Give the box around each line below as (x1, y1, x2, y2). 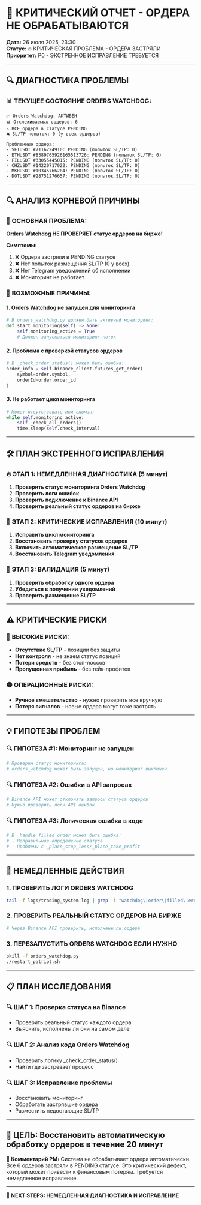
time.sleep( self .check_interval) (17, 426, 100, 432)
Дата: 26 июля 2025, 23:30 (6, 38, 76, 46)
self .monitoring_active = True (17, 328, 95, 334)
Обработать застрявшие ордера (14, 1101, 98, 1108)
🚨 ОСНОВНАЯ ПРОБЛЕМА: (6, 216, 87, 225)
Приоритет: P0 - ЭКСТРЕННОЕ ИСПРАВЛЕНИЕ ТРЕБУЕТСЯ (6, 52, 159, 59)
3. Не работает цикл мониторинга (6, 396, 96, 403)
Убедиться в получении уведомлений (14, 585, 115, 593)
